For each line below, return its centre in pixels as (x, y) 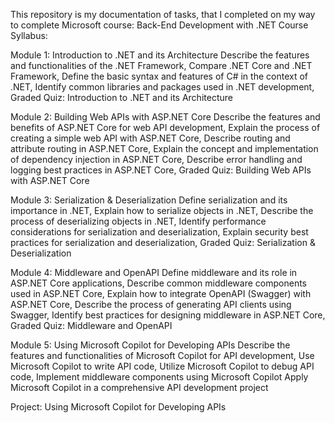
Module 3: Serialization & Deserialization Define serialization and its (149, 200)
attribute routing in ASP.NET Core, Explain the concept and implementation (164, 148)
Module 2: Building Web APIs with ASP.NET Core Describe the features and (165, 117)
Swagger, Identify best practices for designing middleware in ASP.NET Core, (168, 315)
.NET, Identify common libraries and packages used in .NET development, (162, 87)
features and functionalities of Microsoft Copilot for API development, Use (162, 355)
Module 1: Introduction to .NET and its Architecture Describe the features (160, 55)
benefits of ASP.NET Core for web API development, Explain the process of (165, 127)
